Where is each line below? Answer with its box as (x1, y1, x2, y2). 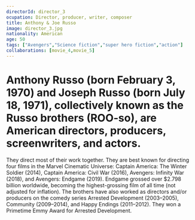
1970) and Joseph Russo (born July (6, 86, 185, 99)
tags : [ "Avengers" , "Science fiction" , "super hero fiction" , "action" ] (6, 42, 184, 48)
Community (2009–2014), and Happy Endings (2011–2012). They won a (6, 200, 181, 207)
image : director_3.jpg (6, 25, 63, 32)
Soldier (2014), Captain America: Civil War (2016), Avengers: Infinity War (6, 169, 184, 176)
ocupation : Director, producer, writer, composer (6, 14, 133, 20)
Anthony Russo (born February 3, (6, 73, 176, 86)
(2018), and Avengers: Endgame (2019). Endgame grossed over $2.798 (6, 175, 181, 182)
